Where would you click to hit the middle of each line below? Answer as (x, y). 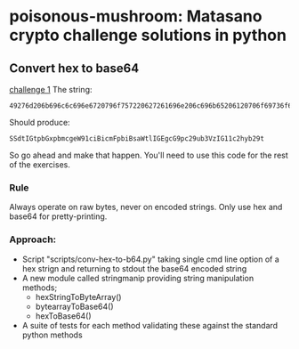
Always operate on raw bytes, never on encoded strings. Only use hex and (146, 207)
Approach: (33, 239)
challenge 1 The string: (51, 89)
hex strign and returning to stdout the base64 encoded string (134, 268)
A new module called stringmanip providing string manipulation (138, 278)
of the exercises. (40, 165)
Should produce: (40, 122)
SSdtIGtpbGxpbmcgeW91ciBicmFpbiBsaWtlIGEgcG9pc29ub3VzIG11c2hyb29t (137, 139)
